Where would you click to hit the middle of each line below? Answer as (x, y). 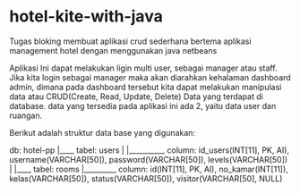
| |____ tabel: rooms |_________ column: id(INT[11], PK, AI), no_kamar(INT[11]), (149, 169)
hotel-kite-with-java (86, 17)
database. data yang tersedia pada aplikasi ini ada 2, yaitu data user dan (143, 105)
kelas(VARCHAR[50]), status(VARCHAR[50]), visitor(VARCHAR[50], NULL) (146, 178)
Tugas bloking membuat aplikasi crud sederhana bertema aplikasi (131, 41)
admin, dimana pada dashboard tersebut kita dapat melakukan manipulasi (146, 87)
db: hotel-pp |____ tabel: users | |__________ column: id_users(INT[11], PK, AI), (149, 150)
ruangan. (26, 115)
